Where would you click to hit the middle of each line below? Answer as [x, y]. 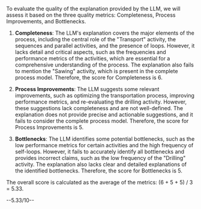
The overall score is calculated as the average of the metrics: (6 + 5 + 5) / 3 [100, 182]
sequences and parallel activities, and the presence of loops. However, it [105, 46]
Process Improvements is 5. [49, 127]
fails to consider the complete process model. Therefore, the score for [102, 121]
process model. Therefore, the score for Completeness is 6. [89, 78]
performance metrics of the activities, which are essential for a [92, 58]
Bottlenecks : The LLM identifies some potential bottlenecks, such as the [105, 139]
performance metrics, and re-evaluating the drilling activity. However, [101, 102]
